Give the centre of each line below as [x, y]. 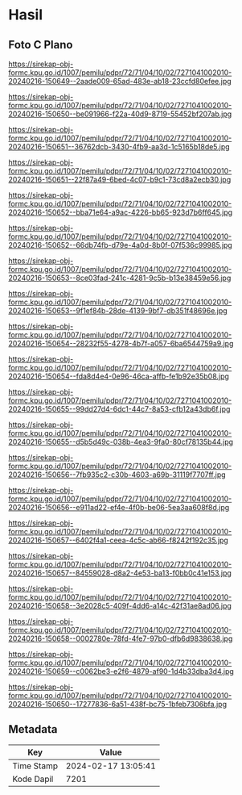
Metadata [33, 729]
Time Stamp [35, 766]
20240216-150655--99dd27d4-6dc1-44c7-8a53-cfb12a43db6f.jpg [119, 409]
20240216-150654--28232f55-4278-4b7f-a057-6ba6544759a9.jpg [121, 343]
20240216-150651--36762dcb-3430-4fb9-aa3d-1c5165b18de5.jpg [119, 146]
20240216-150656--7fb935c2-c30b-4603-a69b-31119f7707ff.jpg [117, 475]
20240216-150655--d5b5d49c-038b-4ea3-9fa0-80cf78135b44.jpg [121, 442]
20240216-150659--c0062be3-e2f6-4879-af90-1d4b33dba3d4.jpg [121, 671]
